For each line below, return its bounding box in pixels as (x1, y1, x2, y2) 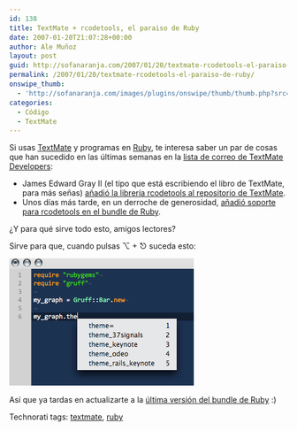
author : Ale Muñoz (9, 42, 77, 51)
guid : (9, 61, 29, 70)
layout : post (9, 51, 57, 61)
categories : (9, 98, 53, 107)
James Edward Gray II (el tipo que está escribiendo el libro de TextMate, (21, 178, 286, 189)
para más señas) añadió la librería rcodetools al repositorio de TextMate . (21, 188, 286, 198)
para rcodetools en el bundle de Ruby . (21, 206, 162, 217)
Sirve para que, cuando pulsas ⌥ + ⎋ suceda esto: (9, 241, 196, 251)
